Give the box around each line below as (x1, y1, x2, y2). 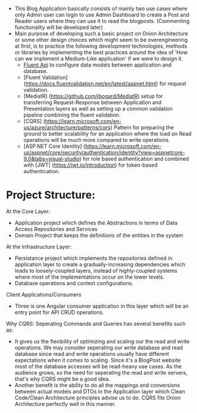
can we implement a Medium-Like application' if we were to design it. (14, 55, 183, 62)
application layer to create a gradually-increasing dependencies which (14, 260, 185, 267)
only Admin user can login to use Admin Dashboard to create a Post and (14, 11, 190, 18)
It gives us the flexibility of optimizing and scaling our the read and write (14, 338, 190, 345)
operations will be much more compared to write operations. (23, 137, 171, 143)
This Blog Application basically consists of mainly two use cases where (14, 5, 188, 12)
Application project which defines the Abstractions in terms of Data (14, 219, 178, 226)
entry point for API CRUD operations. (14, 309, 104, 316)
